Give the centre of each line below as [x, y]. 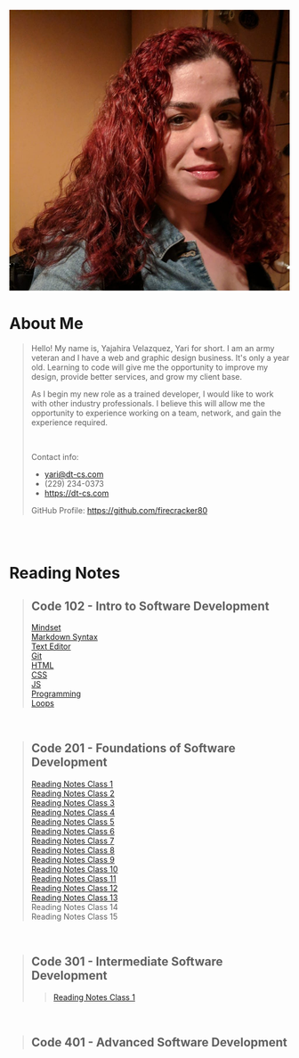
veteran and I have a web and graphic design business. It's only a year [160, 357]
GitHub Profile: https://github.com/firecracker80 [119, 510]
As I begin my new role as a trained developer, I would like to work [152, 394]
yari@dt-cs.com [74, 474]
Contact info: [55, 456]
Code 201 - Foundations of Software [133, 748]
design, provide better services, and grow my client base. [137, 376]
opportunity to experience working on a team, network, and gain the [156, 413]
